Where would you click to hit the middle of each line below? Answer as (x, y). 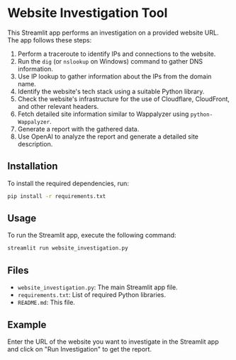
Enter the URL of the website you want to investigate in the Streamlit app (113, 342)
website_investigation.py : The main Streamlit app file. (98, 287)
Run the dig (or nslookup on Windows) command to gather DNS (110, 61)
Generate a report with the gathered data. (78, 129)
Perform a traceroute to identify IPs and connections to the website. (117, 54)
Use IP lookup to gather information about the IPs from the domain (114, 76)
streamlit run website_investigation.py (68, 248)
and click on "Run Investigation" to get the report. (80, 349)
